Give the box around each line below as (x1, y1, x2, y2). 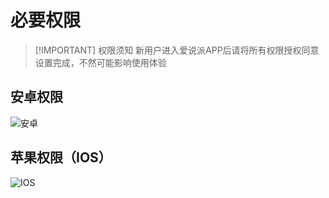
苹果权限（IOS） (10, 149, 112, 166)
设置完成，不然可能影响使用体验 (34, 56, 167, 68)
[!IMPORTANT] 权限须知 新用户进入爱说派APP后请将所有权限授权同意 (34, 44, 320, 56)
